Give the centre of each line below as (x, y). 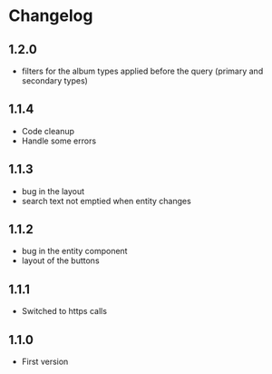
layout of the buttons (61, 261)
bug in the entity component (74, 251)
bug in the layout (53, 191)
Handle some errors (59, 141)
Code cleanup (48, 131)
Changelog (51, 16)
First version (45, 362)
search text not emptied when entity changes (106, 201)
